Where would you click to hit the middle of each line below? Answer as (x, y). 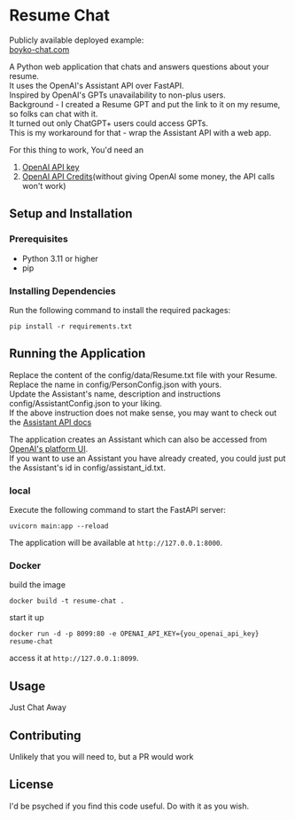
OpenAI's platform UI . (49, 448)
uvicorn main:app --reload (59, 526)
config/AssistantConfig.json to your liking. (85, 403)
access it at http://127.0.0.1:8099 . (74, 658)
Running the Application (78, 354)
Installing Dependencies (63, 291)
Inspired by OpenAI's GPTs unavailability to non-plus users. (117, 95)
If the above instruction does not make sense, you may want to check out (143, 413)
